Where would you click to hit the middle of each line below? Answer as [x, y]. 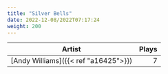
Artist [71, 49]
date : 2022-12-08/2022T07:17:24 [53, 20]
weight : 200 [24, 26]
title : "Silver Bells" [40, 13]
